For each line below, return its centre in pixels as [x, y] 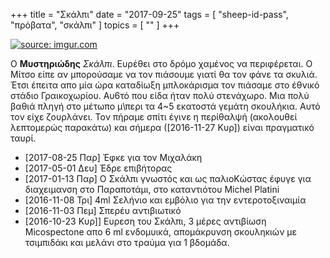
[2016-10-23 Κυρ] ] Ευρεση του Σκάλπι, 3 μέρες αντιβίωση [145, 221]
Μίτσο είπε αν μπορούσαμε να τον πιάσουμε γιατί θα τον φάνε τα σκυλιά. [164, 74]
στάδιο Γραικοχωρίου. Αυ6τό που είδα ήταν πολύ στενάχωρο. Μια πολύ [160, 95]
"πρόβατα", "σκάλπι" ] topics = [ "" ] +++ [95, 25]
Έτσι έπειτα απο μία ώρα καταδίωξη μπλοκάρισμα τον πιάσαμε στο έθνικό [165, 85]
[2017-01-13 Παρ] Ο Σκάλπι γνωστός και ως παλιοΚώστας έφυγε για [168, 178]
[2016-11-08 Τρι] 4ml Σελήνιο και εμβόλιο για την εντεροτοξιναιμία [165, 200]
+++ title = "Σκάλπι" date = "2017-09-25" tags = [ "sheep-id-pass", [149, 14]
